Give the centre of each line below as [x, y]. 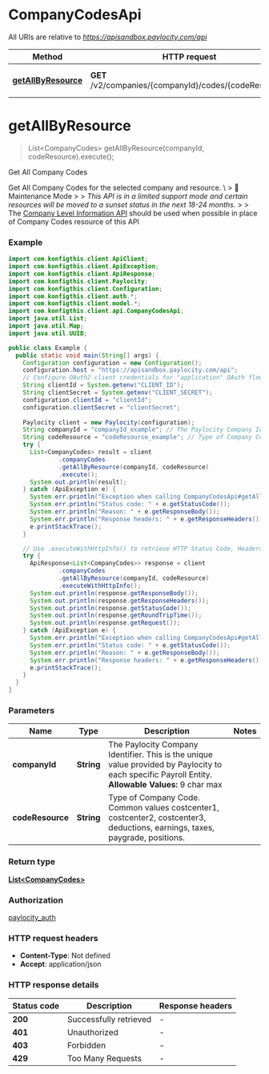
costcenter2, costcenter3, [157, 818]
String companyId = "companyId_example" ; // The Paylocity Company [137, 430]
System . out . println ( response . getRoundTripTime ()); [116, 615]
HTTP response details [54, 985]
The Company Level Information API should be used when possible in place [133, 213]
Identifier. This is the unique [161, 754]
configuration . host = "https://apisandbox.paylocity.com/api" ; [130, 370]
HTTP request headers [53, 938]
